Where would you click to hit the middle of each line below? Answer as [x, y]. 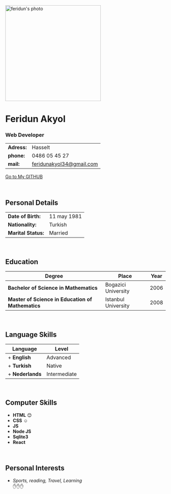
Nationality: [22, 225]
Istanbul [115, 299]
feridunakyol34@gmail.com [65, 164]
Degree [54, 276]
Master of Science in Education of [50, 299]
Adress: [17, 148]
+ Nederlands [25, 374]
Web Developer [25, 135]
